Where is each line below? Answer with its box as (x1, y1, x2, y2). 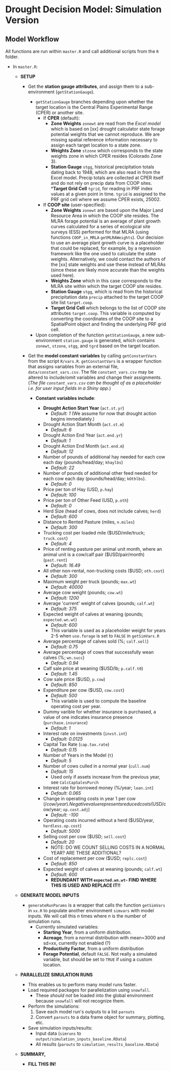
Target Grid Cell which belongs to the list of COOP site (51, 305, 166, 311)
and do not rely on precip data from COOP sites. (51, 180, 152, 186)
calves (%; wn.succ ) (43, 654, 85, 661)
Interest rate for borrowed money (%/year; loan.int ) (43, 785, 154, 791)
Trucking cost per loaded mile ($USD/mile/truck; (43, 530, 145, 535)
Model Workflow (5, 35, 60, 43)
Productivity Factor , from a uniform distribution (43, 945, 144, 952)
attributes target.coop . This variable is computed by (51, 310, 161, 316)
